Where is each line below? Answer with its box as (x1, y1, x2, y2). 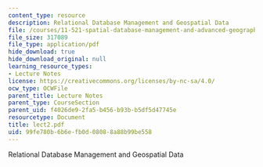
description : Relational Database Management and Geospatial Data (8, 19, 229, 27)
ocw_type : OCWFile (8, 84, 68, 93)
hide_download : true (8, 48, 76, 56)
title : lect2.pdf (8, 121, 65, 129)
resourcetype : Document (8, 114, 86, 122)
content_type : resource (8, 11, 86, 20)
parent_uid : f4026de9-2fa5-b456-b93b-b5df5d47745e (8, 107, 177, 114)
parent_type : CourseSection (8, 99, 100, 107)
